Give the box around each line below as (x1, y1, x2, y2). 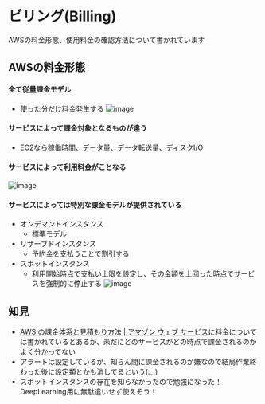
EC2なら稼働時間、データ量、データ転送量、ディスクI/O (19, 143, 204, 152)
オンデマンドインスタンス (19, 219, 104, 229)
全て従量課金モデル (8, 84, 72, 94)
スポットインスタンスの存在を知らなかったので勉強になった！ (19, 376, 223, 386)
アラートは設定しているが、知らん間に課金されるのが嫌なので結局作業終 (19, 356, 257, 367)
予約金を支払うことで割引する (31, 249, 130, 259)
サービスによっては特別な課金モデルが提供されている (8, 200, 182, 210)
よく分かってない (19, 347, 76, 356)
